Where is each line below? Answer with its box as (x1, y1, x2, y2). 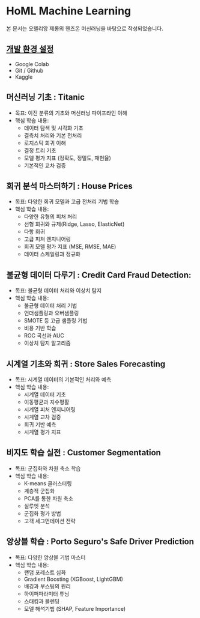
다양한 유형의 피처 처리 (23, 213, 77, 220)
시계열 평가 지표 (23, 428, 61, 435)
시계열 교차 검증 (23, 413, 61, 420)
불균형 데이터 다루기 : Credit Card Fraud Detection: (6, 270, 192, 280)
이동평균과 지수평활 (23, 398, 70, 405)
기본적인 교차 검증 (23, 162, 66, 169)
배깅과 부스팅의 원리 (23, 583, 71, 590)
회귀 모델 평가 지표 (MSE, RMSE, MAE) (23, 243, 117, 250)
